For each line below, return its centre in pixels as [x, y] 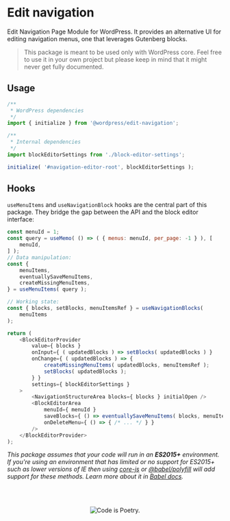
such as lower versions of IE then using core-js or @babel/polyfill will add [111, 469]
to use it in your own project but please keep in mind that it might [115, 59]
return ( [20, 333]
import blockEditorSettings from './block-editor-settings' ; [96, 155]
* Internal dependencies [45, 142]
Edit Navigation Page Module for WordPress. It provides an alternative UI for [114, 32]
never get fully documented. [64, 66]
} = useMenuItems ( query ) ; [47, 289]
